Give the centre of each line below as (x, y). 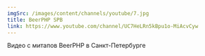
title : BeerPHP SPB (35, 20)
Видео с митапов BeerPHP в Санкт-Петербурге (76, 46)
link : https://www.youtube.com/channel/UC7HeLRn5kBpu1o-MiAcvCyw (102, 26)
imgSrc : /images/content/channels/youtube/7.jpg (78, 13)
